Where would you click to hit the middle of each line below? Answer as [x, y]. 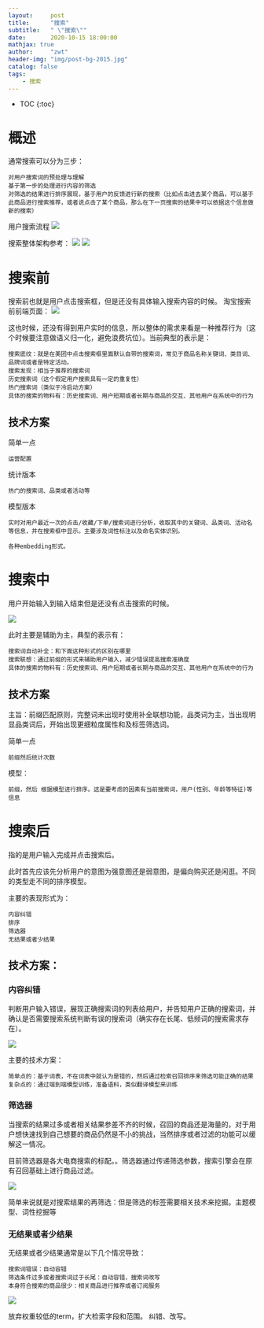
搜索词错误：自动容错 [37, 1269]
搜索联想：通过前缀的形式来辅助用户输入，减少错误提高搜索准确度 [99, 660]
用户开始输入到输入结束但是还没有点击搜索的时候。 [91, 604]
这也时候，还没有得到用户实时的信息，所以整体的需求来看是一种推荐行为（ [128, 328]
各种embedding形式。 [38, 547]
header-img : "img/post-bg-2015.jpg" [68, 60]
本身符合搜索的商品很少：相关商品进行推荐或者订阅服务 [84, 1286]
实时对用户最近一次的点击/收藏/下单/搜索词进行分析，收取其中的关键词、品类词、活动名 [130, 523]
